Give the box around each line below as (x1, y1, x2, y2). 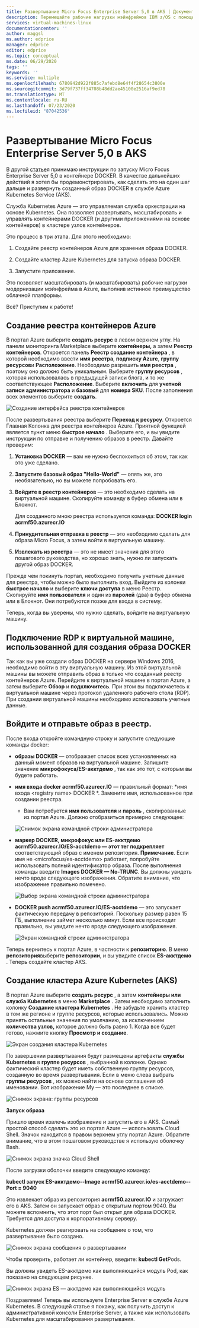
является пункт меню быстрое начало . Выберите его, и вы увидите (6, 429, 180, 436)
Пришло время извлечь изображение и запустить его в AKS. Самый (6, 1118, 179, 1125)
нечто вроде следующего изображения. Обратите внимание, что (14, 874, 181, 881)
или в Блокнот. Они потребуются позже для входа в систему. (6, 597, 162, 605)
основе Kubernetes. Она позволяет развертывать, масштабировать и (6, 209, 182, 216)
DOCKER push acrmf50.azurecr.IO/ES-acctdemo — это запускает (14, 903, 181, 910)
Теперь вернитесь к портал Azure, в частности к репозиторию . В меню (6, 946, 188, 953)
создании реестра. (14, 795, 63, 802)
